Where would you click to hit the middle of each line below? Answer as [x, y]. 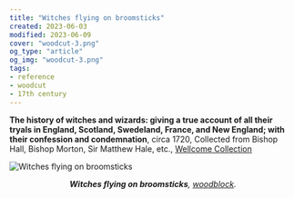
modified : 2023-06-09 [51, 35]
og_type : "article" [46, 52]
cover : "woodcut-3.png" [55, 43]
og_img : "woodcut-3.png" [56, 60]
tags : [20, 69]
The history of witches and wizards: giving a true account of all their [141, 120]
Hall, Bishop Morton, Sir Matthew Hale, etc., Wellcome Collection [131, 148]
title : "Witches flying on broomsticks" [87, 18]
